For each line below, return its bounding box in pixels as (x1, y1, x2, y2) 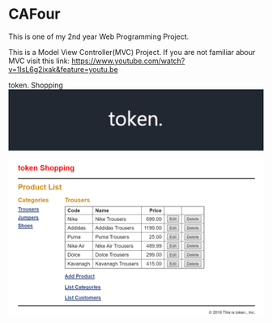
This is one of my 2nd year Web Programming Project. (8, 32, 189, 41)
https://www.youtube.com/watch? (71, 56, 185, 66)
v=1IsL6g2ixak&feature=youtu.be (8, 64, 119, 74)
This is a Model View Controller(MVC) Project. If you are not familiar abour (8, 47, 256, 57)
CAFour (8, 5, 61, 23)
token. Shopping (8, 80, 63, 90)
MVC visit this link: (8, 56, 70, 66)
